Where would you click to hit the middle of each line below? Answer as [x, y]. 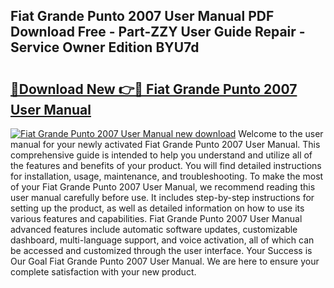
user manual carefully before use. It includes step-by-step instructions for [162, 197]
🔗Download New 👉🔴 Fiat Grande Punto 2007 [154, 89]
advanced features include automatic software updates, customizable [154, 229]
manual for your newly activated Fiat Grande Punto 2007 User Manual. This [165, 144]
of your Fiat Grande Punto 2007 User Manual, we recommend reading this [163, 187]
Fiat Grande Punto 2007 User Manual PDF [142, 16]
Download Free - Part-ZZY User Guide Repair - [158, 32]
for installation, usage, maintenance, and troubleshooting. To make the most [167, 176]
